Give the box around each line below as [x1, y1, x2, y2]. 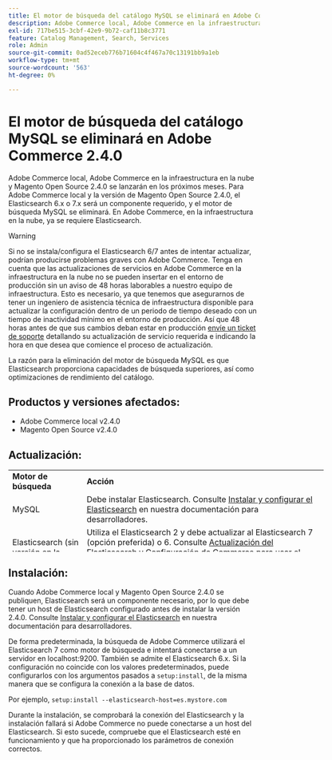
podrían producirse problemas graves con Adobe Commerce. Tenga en [8, 255, 243, 265]
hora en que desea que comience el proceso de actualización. [8, 340, 213, 349]
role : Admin [8, 42, 48, 50]
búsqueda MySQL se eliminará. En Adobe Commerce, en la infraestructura [8, 207, 254, 217]
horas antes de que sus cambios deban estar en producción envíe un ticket [8, 323, 256, 332]
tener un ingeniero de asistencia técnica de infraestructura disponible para [8, 297, 254, 307]
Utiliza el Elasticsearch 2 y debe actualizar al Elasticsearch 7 [86, 527, 314, 538]
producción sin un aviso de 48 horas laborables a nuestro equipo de [8, 281, 233, 290]
